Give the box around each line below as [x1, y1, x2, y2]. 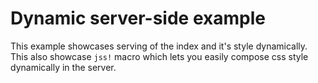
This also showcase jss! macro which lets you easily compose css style [10, 50, 309, 62]
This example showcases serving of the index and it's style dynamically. [10, 40, 308, 52]
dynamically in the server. [10, 61, 117, 73]
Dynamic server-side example [10, 7, 266, 30]
